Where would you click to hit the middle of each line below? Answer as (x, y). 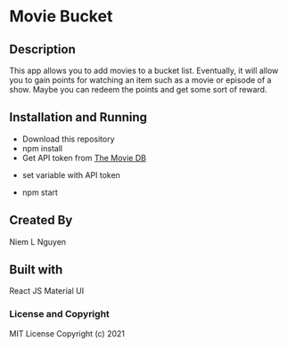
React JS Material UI (47, 291)
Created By (41, 220)
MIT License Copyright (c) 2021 (67, 333)
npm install (42, 148)
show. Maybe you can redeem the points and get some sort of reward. (138, 89)
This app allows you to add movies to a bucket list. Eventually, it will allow (144, 70)
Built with (36, 270)
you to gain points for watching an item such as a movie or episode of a (140, 80)
